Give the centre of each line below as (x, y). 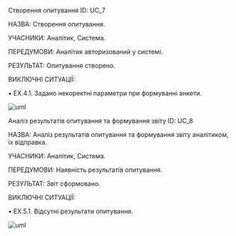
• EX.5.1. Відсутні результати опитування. (71, 211)
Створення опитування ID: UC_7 (57, 10)
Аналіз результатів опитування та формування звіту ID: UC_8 (101, 121)
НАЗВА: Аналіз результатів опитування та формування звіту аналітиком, (118, 134)
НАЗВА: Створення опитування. (57, 24)
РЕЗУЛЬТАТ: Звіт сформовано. (54, 184)
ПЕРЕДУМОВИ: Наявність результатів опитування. (85, 170)
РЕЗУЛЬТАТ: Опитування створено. (62, 66)
